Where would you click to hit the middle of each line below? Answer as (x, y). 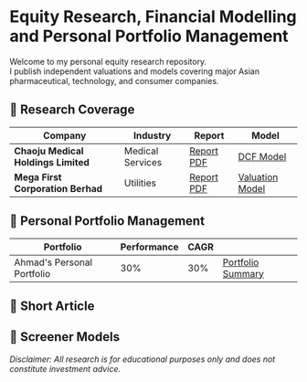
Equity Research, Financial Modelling (153, 17)
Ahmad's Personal (53, 262)
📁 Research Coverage (72, 110)
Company (64, 135)
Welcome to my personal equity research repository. (108, 61)
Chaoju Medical (49, 151)
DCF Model (262, 156)
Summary (243, 273)
